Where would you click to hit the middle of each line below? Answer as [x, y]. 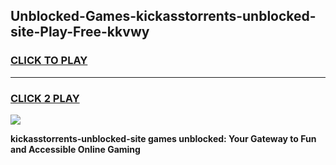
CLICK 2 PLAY [45, 98]
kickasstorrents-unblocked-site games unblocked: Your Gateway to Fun [163, 138]
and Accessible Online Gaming [75, 149]
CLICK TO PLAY [49, 61]
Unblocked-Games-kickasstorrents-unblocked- [163, 16]
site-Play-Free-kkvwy [80, 32]
